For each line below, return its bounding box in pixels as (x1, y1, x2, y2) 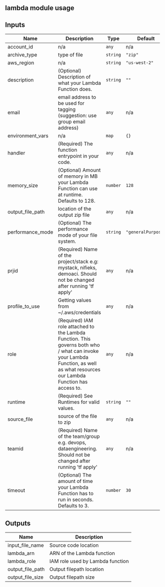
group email (58, 118, 86, 125)
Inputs (5, 21, 26, 29)
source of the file (58, 413, 97, 420)
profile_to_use (7, 303, 40, 310)
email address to (58, 94, 97, 101)
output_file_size (7, 574, 44, 581)
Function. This (58, 336, 91, 343)
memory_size (7, 182, 38, 189)
